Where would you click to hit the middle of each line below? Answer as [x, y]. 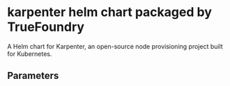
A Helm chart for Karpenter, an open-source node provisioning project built [115, 46]
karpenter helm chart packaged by [110, 12]
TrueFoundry [46, 27]
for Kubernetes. [30, 54]
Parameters [33, 76]
